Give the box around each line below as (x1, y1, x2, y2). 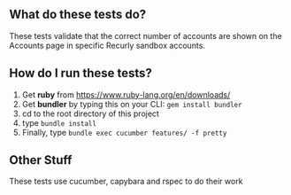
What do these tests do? (9, 7, 147, 22)
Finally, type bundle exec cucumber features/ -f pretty (21, 127, 227, 137)
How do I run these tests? (9, 66, 153, 81)
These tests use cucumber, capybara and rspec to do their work (9, 176, 243, 187)
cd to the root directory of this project (21, 108, 159, 119)
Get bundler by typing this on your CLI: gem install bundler (21, 98, 242, 109)
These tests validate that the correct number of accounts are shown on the (9, 30, 282, 41)
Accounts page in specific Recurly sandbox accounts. (9, 40, 206, 51)
